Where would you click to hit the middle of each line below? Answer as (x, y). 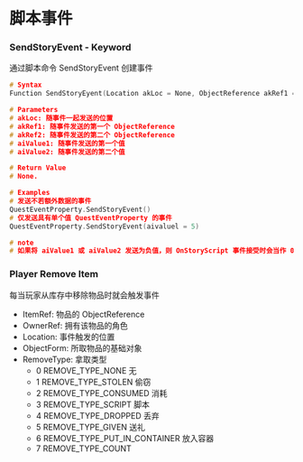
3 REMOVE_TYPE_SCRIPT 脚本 (93, 404)
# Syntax (26, 85)
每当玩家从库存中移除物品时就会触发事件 (84, 295)
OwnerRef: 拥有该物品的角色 (75, 325)
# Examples (30, 193)
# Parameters (34, 110)
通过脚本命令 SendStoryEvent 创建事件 (81, 68)
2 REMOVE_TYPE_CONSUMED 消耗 (102, 393)
